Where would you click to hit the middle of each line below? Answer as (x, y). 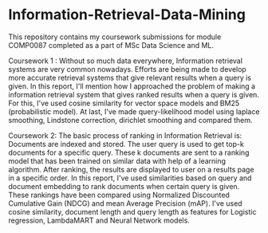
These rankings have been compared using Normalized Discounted (119, 195)
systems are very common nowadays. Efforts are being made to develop (128, 69)
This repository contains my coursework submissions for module (115, 37)
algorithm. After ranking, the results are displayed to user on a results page (131, 169)
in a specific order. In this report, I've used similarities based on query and (130, 178)
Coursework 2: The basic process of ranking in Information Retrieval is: (125, 135)
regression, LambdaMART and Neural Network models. (99, 220)
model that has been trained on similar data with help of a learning (117, 160)
